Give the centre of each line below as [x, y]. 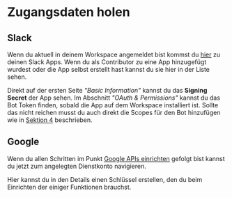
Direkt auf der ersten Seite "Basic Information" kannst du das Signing [107, 90]
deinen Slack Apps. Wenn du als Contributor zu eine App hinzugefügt [107, 62]
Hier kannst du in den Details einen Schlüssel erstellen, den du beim [105, 179]
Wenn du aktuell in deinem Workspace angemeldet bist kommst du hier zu [114, 54]
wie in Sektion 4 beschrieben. [50, 120]
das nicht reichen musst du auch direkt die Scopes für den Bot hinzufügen [114, 113]
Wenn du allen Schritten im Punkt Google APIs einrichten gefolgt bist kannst [116, 158]
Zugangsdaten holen [69, 12]
